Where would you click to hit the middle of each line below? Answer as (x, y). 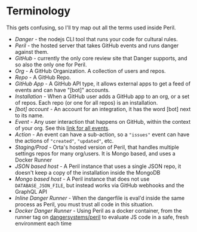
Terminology (38, 11)
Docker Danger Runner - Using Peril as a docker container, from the (98, 210)
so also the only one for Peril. (51, 65)
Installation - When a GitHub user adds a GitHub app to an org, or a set (102, 96)
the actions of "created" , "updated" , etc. (64, 141)
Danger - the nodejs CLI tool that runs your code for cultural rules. (96, 39)
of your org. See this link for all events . (62, 128)
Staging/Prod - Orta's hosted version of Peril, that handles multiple (97, 147)
